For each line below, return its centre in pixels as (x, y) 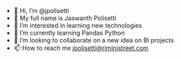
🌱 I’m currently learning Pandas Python (69, 33)
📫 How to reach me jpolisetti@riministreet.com (81, 48)
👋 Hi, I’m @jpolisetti (41, 11)
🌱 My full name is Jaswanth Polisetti (65, 18)
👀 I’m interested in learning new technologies (78, 25)
